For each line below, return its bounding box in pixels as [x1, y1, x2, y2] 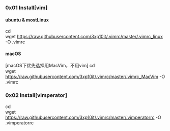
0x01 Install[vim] [5, 4, 48, 11]
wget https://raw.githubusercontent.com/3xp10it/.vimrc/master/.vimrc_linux [5, 34, 163, 40]
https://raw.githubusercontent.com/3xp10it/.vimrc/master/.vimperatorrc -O [5, 114, 161, 120]
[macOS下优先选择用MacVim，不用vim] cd [5, 63, 95, 69]
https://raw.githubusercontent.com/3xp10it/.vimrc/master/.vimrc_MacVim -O [5, 73, 165, 80]
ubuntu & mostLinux [5, 17, 49, 23]
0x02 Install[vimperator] [5, 92, 68, 99]
